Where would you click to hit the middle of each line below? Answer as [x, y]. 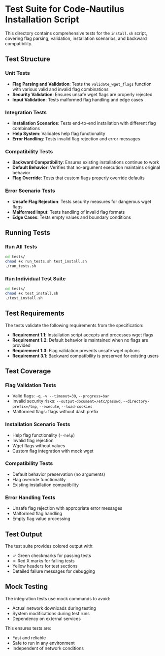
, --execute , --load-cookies [65, 406]
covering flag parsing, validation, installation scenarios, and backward [76, 38]
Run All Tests [21, 246]
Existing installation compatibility [45, 485]
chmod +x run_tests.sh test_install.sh [46, 262]
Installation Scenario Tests [38, 425]
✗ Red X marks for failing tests [43, 560]
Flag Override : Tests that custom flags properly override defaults [79, 178]
